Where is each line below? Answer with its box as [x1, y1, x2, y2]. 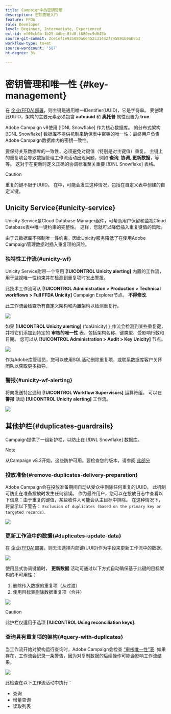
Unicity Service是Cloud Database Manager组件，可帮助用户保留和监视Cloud [5, 218, 166, 224]
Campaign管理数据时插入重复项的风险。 [5, 241, 90, 247]
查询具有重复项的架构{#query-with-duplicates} [5, 634, 124, 641]
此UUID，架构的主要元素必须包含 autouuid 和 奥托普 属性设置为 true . [5, 114, 151, 120]
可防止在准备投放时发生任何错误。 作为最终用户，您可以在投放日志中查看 [5, 490, 159, 496]
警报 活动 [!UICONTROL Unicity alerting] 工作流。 [5, 395, 111, 402]
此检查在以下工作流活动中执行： [5, 679, 72, 685]
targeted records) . [5, 509, 46, 515]
